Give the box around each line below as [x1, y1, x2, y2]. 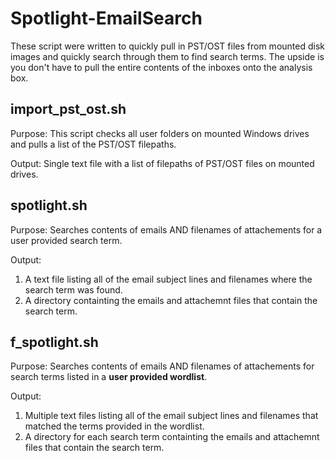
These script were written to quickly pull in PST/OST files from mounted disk [10, 40, 325, 52]
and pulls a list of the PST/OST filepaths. [10, 138, 177, 150]
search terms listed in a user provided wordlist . [10, 371, 208, 383]
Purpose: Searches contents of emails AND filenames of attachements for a [10, 223, 323, 236]
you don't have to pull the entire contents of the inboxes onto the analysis [10, 61, 313, 73]
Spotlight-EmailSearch [10, 7, 203, 30]
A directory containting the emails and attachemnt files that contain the [24, 294, 318, 306]
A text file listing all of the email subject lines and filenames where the [24, 273, 313, 285]
